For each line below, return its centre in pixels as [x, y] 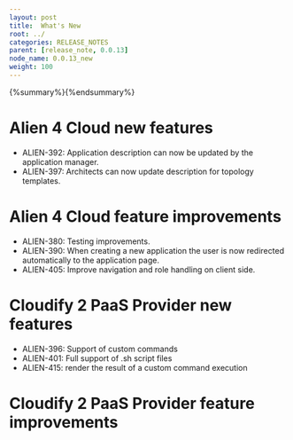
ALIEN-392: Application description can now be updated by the [138, 153]
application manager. [60, 161]
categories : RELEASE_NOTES [59, 42]
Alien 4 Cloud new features [112, 128]
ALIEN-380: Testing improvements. [86, 241]
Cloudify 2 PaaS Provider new [121, 305]
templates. [41, 181]
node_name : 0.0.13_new [51, 59]
